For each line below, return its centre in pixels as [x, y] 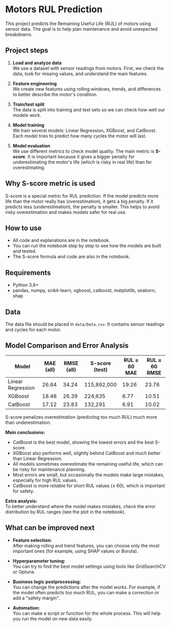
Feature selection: [32, 540]
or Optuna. [24, 572]
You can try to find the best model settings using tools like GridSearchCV [89, 566]
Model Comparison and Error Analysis [67, 346]
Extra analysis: [21, 501]
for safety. [23, 491]
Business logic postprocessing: [47, 582]
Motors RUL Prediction [54, 9]
